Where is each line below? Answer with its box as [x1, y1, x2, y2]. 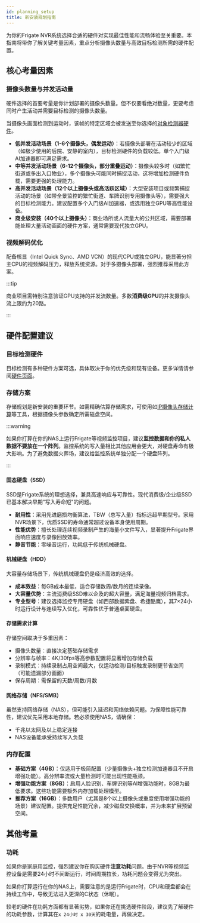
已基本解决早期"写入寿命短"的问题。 [6, 498, 95, 505]
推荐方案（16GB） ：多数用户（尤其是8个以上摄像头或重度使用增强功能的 [14, 795, 190, 802]
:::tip [6, 280, 17, 287]
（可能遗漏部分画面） [14, 670, 67, 677]
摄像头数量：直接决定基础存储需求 [14, 647, 99, 654]
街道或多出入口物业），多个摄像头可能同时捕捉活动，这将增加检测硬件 [14, 170, 185, 177]
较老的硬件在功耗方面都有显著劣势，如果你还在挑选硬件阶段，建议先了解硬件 [6, 903, 194, 910]
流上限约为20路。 [6, 300, 49, 307]
